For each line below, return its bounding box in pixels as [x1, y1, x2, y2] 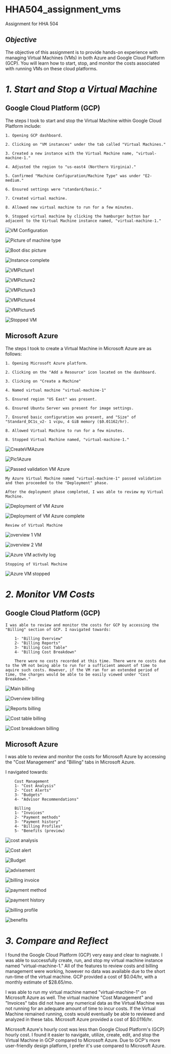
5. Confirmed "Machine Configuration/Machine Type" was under [5, 173, 141, 178]
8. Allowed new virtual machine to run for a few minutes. [5, 204, 134, 210]
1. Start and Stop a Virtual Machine [5, 83, 158, 95]
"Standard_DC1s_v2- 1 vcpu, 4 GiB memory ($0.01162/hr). [5, 419, 130, 424]
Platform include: [5, 123, 41, 129]
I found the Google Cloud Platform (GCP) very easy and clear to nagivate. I [5, 952, 163, 958]
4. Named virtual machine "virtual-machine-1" [5, 388, 106, 393]
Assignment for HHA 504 [5, 21, 58, 27]
